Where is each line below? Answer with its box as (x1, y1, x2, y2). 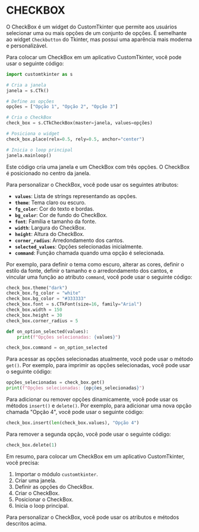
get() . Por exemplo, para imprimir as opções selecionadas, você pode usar (6, 362, 191, 369)
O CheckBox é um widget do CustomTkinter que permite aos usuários (6, 23, 177, 30)
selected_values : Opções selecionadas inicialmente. (14, 243, 144, 250)
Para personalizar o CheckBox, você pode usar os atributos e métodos (6, 514, 179, 521)
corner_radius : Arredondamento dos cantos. (14, 237, 125, 244)
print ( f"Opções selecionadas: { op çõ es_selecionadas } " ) (6, 385, 145, 391)
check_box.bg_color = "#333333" (6, 296, 86, 302)
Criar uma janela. (14, 477, 57, 484)
